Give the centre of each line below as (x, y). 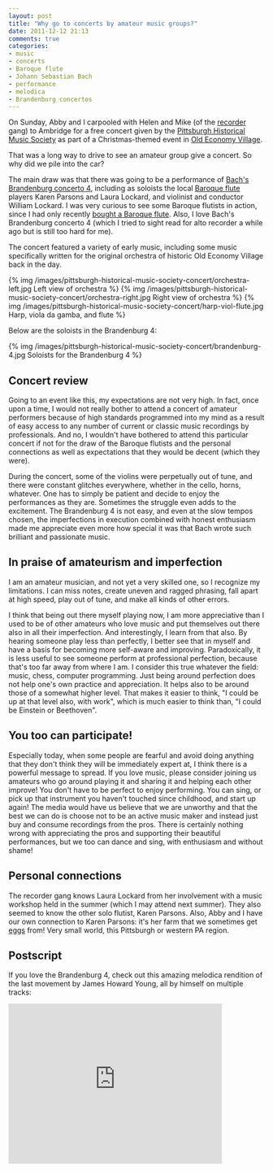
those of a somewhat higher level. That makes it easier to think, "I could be (133, 693)
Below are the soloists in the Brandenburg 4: (82, 331)
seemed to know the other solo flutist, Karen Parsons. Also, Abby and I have (136, 912)
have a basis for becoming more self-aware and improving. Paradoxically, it (135, 649)
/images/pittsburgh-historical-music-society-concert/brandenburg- (148, 346)
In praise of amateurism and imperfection (115, 562)
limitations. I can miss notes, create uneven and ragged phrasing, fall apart (133, 590)
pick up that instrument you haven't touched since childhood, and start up (132, 799)
